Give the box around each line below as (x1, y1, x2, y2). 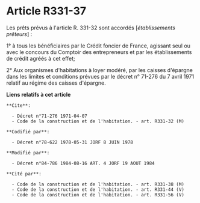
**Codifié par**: (6, 129, 50, 135)
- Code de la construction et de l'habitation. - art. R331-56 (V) (11, 192, 185, 198)
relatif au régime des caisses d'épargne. (6, 79, 107, 86)
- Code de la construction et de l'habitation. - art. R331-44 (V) (11, 186, 185, 193)
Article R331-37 (6, 4, 86, 18)
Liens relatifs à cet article (6, 91, 71, 98)
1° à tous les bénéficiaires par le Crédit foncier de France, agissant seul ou (6, 42, 191, 49)
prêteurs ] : (6, 30, 33, 37)
